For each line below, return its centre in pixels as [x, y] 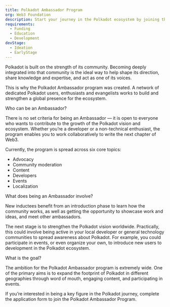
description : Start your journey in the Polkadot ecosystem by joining [82, 19]
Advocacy [23, 159]
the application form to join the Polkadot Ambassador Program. [71, 299]
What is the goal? [23, 258]
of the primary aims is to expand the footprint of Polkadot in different [77, 273]
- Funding [20, 29]
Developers [25, 175]
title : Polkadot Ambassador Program [44, 10]
